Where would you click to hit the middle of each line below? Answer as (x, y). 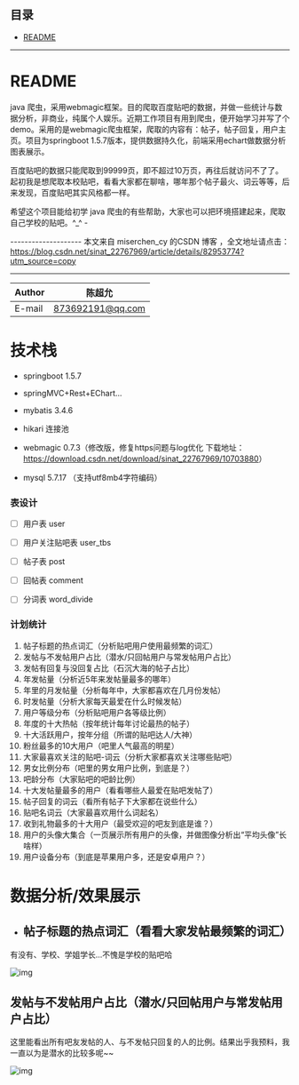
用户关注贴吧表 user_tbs (67, 543)
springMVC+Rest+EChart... (72, 393)
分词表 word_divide (58, 599)
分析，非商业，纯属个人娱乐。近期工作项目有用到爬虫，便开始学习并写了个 (153, 118)
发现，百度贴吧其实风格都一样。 (76, 192)
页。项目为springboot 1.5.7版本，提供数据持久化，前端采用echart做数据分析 (148, 140)
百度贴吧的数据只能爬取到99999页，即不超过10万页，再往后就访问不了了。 (146, 170)
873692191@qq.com (99, 308)
